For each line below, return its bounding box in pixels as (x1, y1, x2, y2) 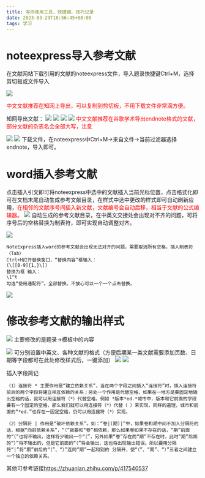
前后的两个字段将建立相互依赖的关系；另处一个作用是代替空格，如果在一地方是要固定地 (6, 389, 193, 395)
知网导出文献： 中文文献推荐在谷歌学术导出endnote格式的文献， (6, 115, 199, 122)
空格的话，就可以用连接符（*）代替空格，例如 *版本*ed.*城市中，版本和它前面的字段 (10, 396, 197, 402)
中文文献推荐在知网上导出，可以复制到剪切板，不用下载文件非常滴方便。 (6, 102, 188, 110)
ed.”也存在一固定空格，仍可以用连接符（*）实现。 (21, 409, 130, 415)
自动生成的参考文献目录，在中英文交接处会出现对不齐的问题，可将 (31, 212, 198, 219)
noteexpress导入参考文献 (6, 48, 136, 62)
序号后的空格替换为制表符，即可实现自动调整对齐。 (6, 219, 135, 226)
